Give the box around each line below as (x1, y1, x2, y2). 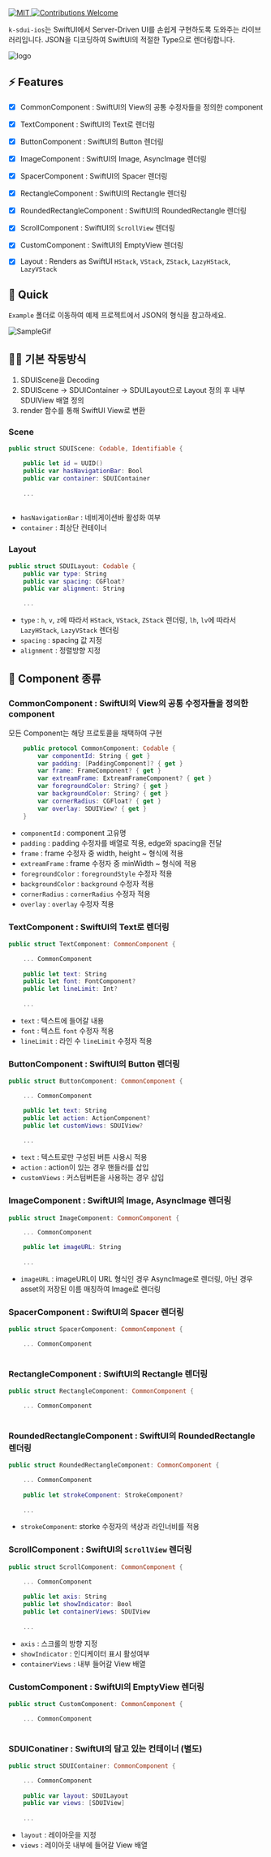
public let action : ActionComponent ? (23, 1114, 151, 1122)
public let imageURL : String (23, 1243, 122, 1252)
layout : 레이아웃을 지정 (19, 1830, 97, 1840)
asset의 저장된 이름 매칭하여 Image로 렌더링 (19, 1284, 161, 1294)
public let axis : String (23, 1592, 107, 1601)
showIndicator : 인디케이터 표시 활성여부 (19, 1648, 150, 1658)
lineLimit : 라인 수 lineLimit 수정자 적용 (19, 1036, 153, 1045)
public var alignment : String (23, 584, 126, 593)
